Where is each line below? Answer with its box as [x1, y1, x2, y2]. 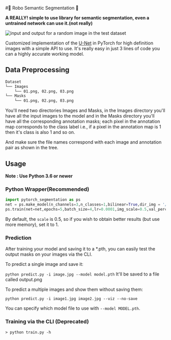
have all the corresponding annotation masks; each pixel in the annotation [5, 118, 160, 125]
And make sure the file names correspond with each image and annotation [5, 139, 162, 145]
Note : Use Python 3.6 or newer [5, 173, 73, 179]
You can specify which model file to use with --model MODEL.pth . [5, 305, 140, 311]
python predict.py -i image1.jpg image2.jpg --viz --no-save [5, 297, 138, 302]
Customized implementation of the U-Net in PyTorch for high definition [5, 40, 154, 46]
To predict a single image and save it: [5, 261, 84, 267]
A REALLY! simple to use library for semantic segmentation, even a [5, 15, 150, 20]
